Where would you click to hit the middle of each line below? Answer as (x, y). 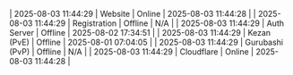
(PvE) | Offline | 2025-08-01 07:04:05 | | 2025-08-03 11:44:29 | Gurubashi (146, 42)
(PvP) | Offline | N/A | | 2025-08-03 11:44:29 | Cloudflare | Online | (131, 52)
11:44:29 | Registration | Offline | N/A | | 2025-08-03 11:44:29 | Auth (159, 23)
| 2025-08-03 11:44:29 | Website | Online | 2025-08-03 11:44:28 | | (133, 14)
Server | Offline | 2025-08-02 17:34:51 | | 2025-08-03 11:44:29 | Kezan (140, 33)
